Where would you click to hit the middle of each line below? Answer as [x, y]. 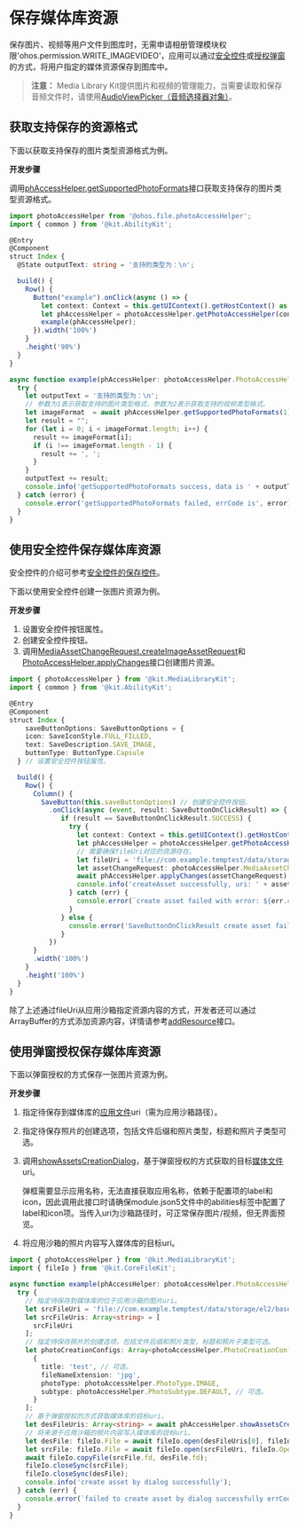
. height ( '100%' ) [55, 975]
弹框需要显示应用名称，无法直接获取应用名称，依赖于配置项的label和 [147, 1191]
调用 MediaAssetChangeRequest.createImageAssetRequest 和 [134, 651]
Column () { [53, 794]
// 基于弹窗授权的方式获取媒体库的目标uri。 [97, 1416]
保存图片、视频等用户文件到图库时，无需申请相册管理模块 [114, 44]
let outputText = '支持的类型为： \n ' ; [92, 396]
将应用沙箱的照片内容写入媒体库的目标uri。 [101, 1243]
